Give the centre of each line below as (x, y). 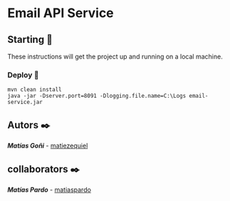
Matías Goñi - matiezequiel (48, 146)
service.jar (25, 102)
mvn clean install (35, 90)
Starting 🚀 (30, 40)
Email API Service (61, 13)
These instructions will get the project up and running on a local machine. (115, 56)
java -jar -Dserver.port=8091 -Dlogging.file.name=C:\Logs (97, 96)
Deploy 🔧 (23, 75)
